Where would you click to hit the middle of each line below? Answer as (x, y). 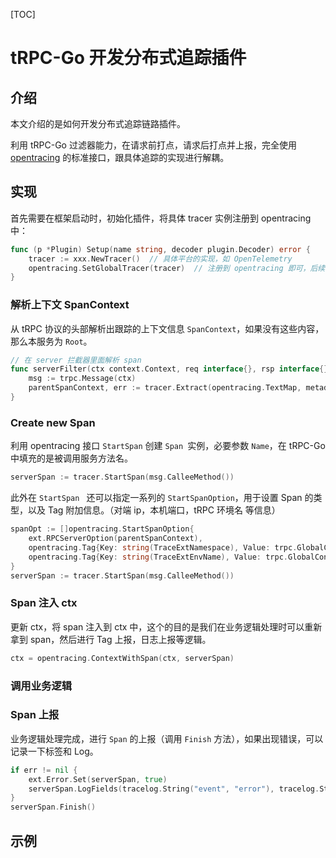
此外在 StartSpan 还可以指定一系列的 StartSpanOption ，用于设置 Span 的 (162, 498)
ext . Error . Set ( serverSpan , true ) (98, 779)
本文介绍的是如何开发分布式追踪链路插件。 (98, 123)
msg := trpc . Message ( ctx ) (82, 379)
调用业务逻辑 (41, 686)
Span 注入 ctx (44, 603)
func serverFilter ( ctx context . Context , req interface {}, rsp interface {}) (171, 369)
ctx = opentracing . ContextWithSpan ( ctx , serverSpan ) (122, 658)
